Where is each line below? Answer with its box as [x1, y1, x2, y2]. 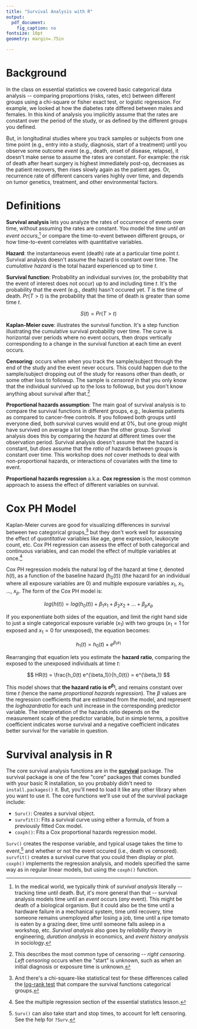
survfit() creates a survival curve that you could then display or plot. [6, 853, 175, 860]
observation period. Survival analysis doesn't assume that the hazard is [6, 439, 179, 446]
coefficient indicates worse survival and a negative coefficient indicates [6, 721, 180, 728]
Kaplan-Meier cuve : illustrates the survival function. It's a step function [6, 321, 179, 328]
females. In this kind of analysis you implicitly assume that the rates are [6, 111, 178, 118]
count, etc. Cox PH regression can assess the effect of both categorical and [6, 541, 189, 548]
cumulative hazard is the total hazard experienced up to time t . [6, 262, 158, 269]
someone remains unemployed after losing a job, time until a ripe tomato [14, 914, 189, 921]
